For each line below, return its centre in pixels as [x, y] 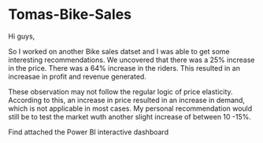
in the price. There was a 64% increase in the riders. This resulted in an [124, 68]
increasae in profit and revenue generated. [78, 76]
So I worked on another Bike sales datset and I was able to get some [119, 51]
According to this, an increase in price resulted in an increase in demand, [127, 100]
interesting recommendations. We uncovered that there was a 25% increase [131, 60]
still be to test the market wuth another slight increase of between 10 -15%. [130, 116]
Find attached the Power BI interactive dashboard [89, 132]
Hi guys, [22, 36]
